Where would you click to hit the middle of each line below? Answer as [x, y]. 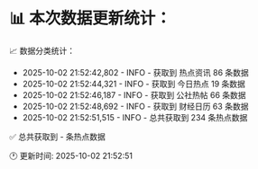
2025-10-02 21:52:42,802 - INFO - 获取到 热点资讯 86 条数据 [136, 72]
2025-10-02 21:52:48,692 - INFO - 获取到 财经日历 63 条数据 [135, 106]
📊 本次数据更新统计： [90, 18]
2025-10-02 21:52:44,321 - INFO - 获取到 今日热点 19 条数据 [134, 84]
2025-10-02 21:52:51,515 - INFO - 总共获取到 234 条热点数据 [135, 117]
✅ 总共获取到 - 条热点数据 [58, 137]
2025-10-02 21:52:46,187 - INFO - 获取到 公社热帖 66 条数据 [134, 94]
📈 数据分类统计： [42, 50]
